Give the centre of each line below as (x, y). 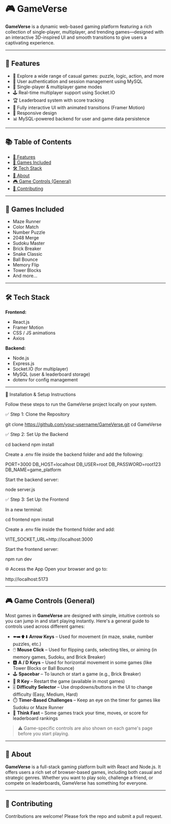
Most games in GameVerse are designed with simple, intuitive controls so (82, 615)
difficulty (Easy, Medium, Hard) (45, 694)
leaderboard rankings (35, 718)
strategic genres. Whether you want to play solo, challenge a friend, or (79, 778)
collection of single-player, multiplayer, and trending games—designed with (84, 32)
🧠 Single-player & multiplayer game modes (57, 87)
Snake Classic (27, 254)
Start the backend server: (32, 480)
